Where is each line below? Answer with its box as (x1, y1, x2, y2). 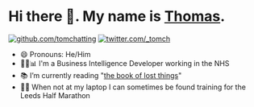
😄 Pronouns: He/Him (19, 49, 91, 59)
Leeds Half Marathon (19, 90, 90, 100)
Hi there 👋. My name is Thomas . (8, 7, 226, 26)
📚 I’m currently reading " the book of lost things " (19, 70, 182, 80)
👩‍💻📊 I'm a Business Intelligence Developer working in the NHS (19, 58, 230, 68)
